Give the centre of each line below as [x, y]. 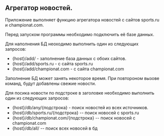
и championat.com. [24, 25]
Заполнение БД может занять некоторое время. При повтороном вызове [82, 78]
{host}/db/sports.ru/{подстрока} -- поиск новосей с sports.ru [76, 113]
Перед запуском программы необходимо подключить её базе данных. [80, 34]
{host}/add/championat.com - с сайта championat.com [68, 69]
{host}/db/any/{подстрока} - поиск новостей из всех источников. [80, 107]
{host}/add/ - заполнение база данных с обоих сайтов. [69, 58]
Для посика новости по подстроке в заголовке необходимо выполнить [80, 93]
